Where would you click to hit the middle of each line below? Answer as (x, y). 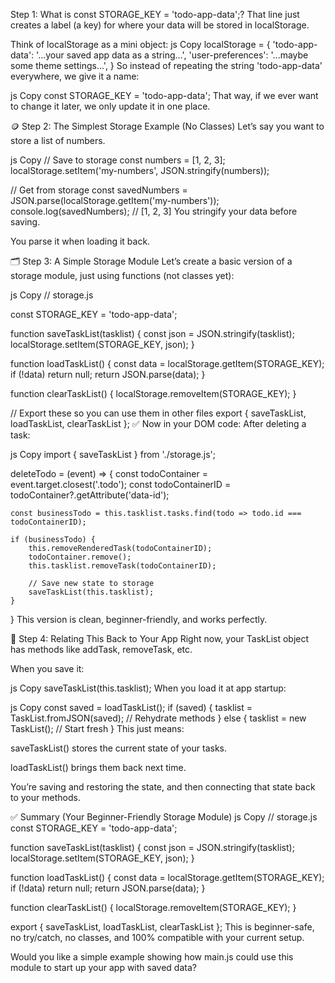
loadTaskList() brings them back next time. (98, 767)
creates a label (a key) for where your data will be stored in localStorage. (160, 25)
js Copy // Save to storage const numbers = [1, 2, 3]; (118, 160)
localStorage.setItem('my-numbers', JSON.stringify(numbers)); (140, 170)
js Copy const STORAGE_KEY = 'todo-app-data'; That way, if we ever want (164, 95)
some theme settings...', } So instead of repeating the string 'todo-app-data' (166, 65)
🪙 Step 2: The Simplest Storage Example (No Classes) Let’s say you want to (167, 126)
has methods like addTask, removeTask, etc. (101, 649)
